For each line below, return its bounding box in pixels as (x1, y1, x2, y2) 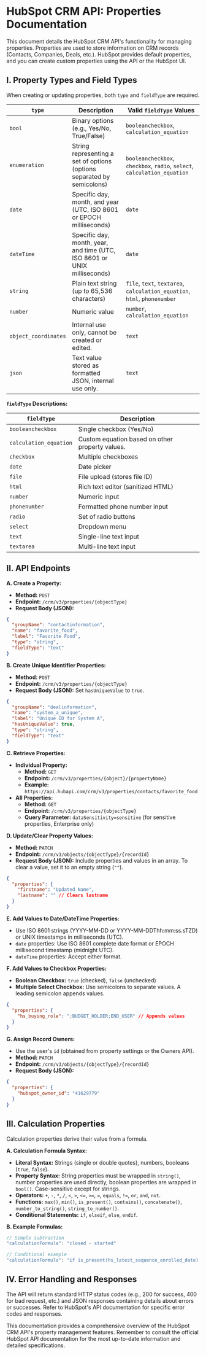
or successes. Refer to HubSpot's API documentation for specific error (6, 1303, 185, 1311)
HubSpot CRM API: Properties (6, 4, 161, 18)
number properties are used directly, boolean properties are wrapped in (15, 1178, 197, 1186)
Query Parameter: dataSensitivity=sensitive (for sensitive (24, 813, 176, 821)
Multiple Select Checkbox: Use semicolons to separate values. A (15, 983, 181, 990)
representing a (72, 149, 115, 158)
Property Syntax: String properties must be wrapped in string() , (15, 1171, 181, 1179)
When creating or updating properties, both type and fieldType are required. (6, 91, 200, 99)
